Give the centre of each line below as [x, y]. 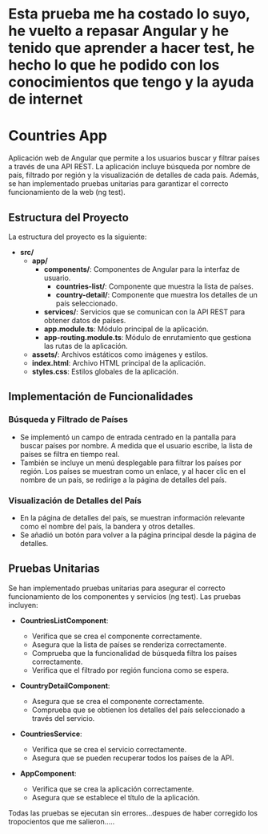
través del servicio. [63, 718]
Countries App [58, 136]
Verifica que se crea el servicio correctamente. [109, 749]
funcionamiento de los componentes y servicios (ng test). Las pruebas [125, 596]
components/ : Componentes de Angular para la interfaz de [142, 269]
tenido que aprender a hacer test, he [132, 48]
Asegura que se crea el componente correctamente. [118, 701]
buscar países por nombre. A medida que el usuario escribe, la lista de [136, 445]
